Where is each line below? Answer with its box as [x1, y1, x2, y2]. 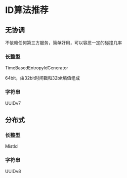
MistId [5, 143, 18, 149]
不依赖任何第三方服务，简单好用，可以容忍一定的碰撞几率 [5, 40, 122, 45]
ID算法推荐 [5, 4, 49, 16]
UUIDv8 [5, 168, 21, 174]
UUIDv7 [5, 100, 21, 106]
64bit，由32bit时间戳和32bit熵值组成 [5, 75, 80, 81]
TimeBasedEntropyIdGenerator [5, 65, 68, 71]
